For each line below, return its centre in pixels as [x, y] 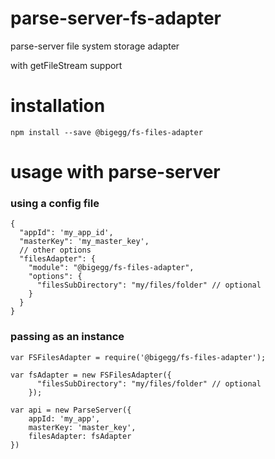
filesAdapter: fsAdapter [80, 436]
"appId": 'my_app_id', [66, 233]
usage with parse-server [115, 172]
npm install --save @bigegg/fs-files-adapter [106, 132]
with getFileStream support [66, 65]
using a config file [55, 203]
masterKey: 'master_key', [82, 427]
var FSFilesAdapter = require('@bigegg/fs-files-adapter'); [138, 357]
